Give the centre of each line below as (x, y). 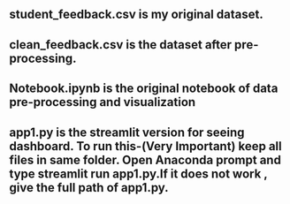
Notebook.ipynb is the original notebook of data (144, 89)
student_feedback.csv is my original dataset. (136, 15)
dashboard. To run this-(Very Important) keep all (145, 146)
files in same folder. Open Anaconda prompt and (145, 159)
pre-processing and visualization (103, 102)
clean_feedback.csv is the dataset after (121, 45)
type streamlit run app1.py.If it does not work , (138, 174)
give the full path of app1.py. (89, 188)
